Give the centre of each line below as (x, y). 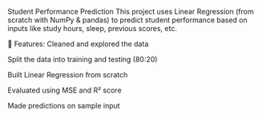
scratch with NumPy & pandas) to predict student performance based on (127, 20)
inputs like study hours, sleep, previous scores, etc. (93, 28)
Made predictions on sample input (64, 106)
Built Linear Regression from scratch (68, 75)
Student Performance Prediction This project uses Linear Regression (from (131, 12)
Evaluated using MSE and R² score (64, 90)
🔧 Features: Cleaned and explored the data (78, 44)
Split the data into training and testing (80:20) (83, 59)
